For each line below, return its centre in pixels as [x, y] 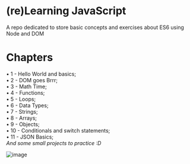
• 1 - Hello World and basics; [41, 74]
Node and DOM [25, 33]
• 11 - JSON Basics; [30, 137]
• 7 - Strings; [22, 111]
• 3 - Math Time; [27, 86]
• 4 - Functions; [26, 92]
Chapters [30, 58]
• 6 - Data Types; [27, 105]
